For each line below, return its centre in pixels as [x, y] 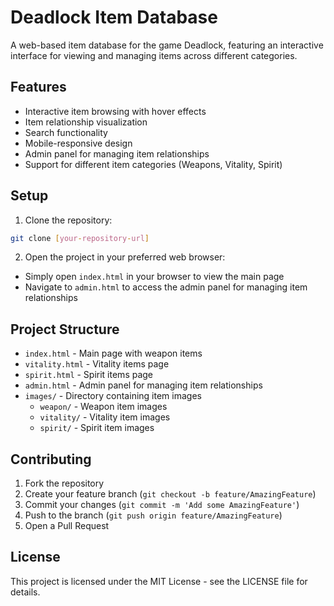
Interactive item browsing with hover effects [115, 111]
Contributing [51, 459]
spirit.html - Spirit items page [89, 375]
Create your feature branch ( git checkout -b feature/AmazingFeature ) [170, 494]
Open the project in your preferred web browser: [125, 257]
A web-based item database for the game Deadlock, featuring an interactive [167, 45]
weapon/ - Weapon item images [103, 407]
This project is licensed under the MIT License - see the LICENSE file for [159, 581]
